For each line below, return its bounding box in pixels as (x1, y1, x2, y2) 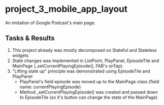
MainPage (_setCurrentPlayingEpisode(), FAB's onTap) (12, 63, 123, 69)
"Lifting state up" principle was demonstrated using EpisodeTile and (12, 68, 150, 74)
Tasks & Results (5, 34, 55, 42)
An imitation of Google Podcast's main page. (5, 20, 96, 26)
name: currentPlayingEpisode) (19, 84, 81, 90)
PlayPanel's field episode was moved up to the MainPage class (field (19, 78, 160, 84)
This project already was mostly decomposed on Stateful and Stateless (12, 47, 157, 53)
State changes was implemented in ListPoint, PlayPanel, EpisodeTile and (12, 58, 159, 64)
